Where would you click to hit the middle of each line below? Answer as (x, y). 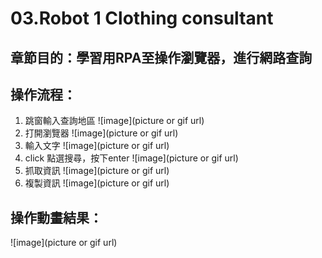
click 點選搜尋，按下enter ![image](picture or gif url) (131, 158)
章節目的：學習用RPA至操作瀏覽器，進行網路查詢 (161, 57)
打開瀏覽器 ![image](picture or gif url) (101, 133)
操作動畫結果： (56, 217)
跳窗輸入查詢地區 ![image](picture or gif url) (114, 121)
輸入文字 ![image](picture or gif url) (97, 146)
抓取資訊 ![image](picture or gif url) (97, 171)
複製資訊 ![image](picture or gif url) (97, 183)
